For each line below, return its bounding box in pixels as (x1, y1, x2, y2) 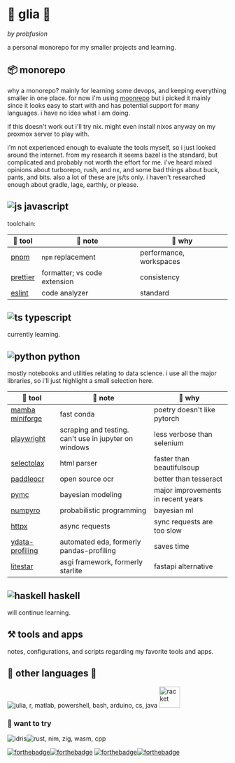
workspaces (139, 256, 180, 266)
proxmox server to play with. (7, 129, 90, 138)
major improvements (153, 486, 222, 496)
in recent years (153, 494, 204, 504)
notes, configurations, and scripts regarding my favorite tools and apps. (7, 647, 214, 655)
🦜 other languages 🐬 (7, 668, 97, 680)
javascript (24, 201, 69, 213)
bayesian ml (153, 505, 194, 515)
